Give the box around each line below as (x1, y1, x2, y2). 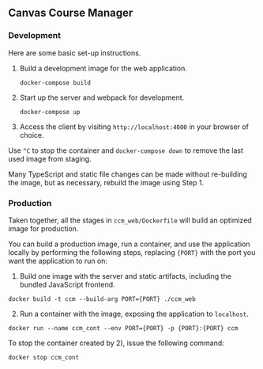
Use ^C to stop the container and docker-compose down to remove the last (8, 146, 243, 155)
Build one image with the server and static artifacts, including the (19, 271, 231, 280)
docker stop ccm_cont (8, 353, 80, 361)
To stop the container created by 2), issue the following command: (8, 338, 225, 348)
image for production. (8, 223, 79, 233)
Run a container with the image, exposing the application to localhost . (19, 309, 249, 318)
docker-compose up (19, 108, 81, 116)
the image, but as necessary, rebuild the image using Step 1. (8, 177, 204, 187)
